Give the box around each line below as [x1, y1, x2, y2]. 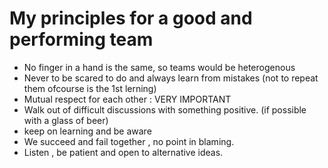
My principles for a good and [9, 7, 253, 30]
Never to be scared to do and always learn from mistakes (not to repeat [23, 72, 319, 84]
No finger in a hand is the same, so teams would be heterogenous [23, 61, 296, 73]
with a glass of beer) [23, 114, 109, 126]
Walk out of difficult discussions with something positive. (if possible [23, 103, 307, 116]
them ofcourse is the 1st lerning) [23, 82, 157, 94]
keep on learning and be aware [23, 125, 152, 137]
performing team [9, 28, 154, 51]
